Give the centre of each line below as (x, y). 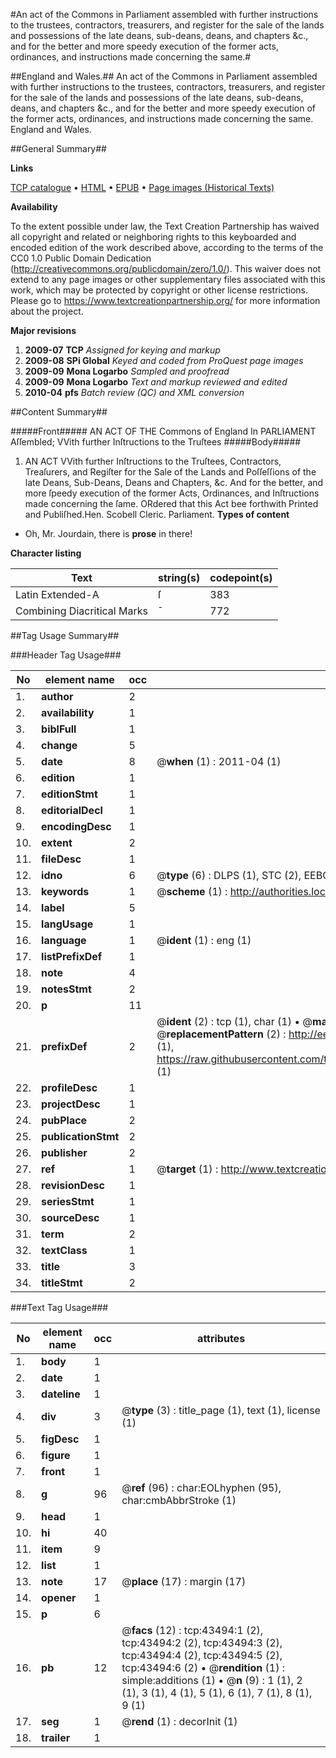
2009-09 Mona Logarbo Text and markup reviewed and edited (156, 382)
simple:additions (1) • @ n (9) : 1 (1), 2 (212, 1680)
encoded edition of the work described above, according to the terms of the (167, 247)
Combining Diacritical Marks (81, 611)
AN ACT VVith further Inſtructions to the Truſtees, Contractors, (153, 461)
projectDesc (71, 1104)
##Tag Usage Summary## (65, 635)
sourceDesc (70, 1217)
